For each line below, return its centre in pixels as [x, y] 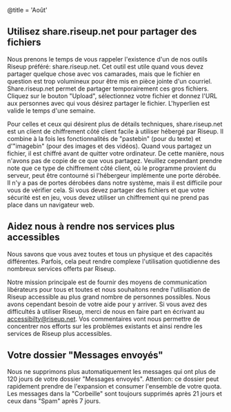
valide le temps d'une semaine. [51, 111]
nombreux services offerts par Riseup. [62, 268]
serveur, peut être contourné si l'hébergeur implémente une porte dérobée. [114, 175]
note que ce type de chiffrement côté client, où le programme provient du [112, 168]
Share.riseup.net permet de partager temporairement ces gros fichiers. [108, 88]
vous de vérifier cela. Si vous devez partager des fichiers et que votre [106, 190]
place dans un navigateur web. [51, 205]
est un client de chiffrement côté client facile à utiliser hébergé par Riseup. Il [115, 131]
